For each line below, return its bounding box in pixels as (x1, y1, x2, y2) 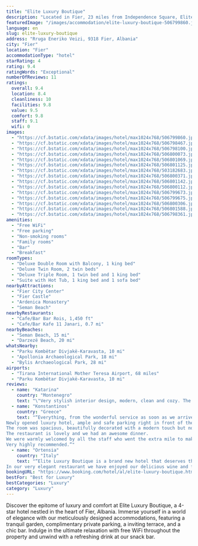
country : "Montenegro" (16, 393, 72, 399)
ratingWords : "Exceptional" (6, 69, 75, 75)
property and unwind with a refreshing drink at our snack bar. (6, 533, 156, 540)
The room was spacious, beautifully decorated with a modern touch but (6, 425, 186, 431)
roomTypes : (6, 255, 33, 261)
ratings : (6, 80, 28, 86)
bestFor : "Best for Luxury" (6, 475, 75, 481)
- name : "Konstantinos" (11, 403, 70, 409)
